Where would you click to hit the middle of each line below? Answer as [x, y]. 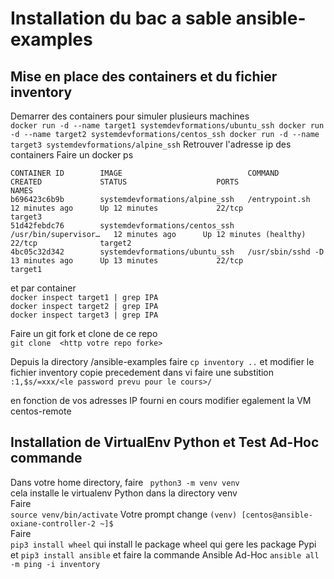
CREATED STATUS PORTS [125, 182]
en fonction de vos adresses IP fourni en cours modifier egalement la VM [161, 400]
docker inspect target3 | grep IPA [84, 315]
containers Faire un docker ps [72, 155]
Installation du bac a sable [121, 18]
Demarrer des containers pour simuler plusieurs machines [130, 116]
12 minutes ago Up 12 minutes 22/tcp [127, 208]
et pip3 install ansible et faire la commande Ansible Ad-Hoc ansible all [165, 554]
